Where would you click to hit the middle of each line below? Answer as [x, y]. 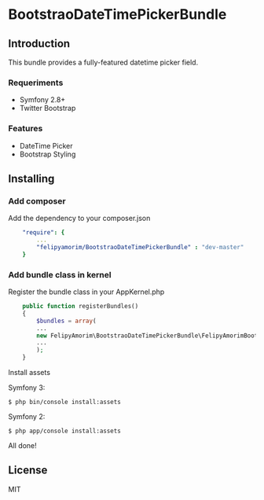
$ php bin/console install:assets [65, 403]
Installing [31, 178]
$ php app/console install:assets [65, 431]
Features [26, 129]
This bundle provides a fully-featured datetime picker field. [103, 62]
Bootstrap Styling [48, 154]
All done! [22, 446]
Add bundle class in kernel [60, 274]
